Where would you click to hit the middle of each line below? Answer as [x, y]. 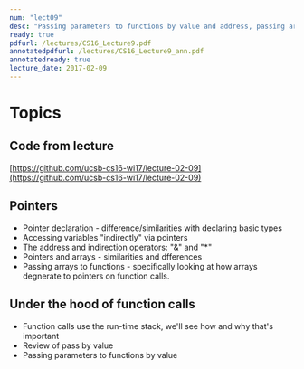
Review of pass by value [68, 345]
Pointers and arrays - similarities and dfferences [112, 256]
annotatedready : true [50, 60]
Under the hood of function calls [103, 304]
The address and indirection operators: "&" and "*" [117, 247]
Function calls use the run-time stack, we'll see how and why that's [148, 326]
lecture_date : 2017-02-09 [58, 69]
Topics [35, 113]
